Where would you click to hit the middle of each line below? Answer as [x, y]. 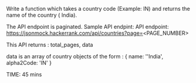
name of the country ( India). [41, 15]
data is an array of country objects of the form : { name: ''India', [85, 56]
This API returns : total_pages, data [50, 45]
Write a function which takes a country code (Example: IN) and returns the [98, 9]
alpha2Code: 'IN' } [29, 63]
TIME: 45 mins [24, 74]
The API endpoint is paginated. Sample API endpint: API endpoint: [88, 27]
